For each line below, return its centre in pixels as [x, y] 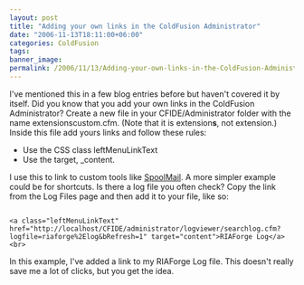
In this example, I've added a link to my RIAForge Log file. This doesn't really [152, 261]
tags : [19, 52]
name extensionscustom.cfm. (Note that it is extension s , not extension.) [143, 122]
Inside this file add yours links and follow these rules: [108, 132]
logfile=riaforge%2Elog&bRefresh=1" [78, 236]
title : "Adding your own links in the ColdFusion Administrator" [135, 26]
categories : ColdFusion [54, 43]
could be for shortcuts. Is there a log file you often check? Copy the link [142, 186]
